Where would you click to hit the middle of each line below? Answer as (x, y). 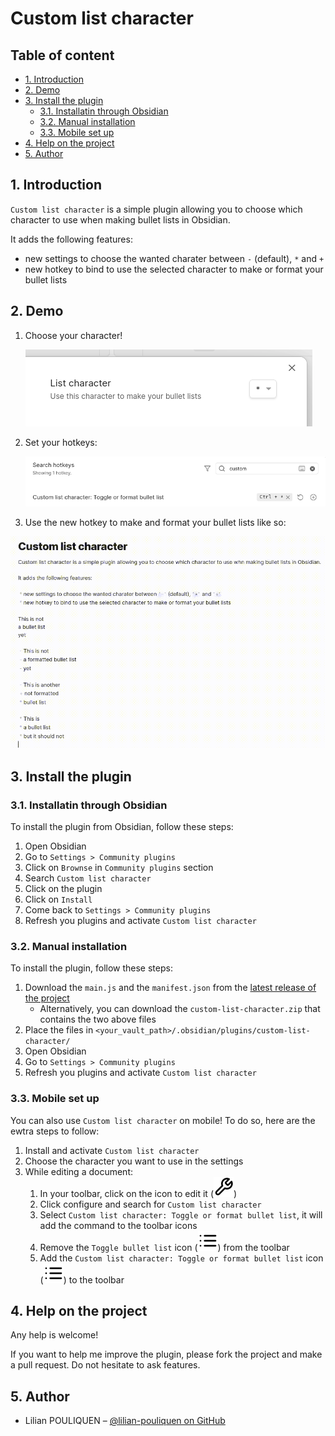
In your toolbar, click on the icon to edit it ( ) (138, 1193)
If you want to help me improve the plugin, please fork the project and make (166, 1354)
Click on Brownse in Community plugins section (119, 868)
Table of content (62, 55)
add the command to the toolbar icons (118, 1225)
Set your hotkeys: (61, 442)
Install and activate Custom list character (112, 1150)
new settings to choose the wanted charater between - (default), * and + (174, 258)
